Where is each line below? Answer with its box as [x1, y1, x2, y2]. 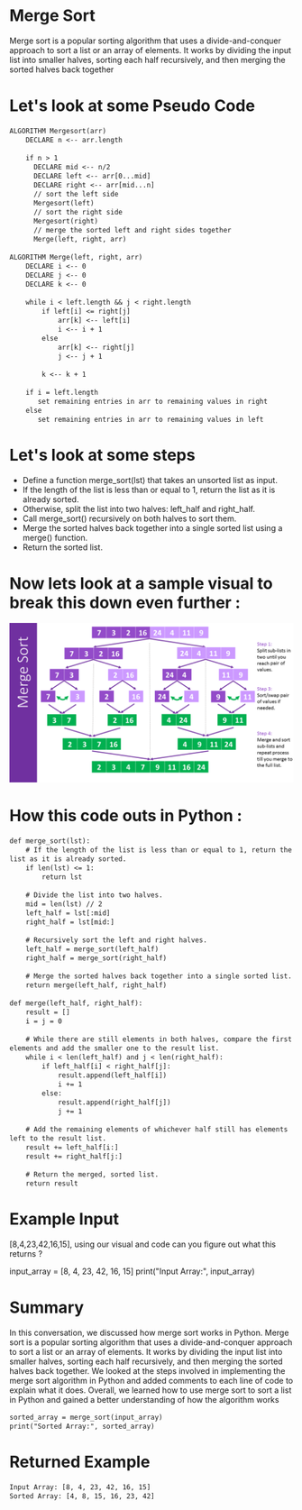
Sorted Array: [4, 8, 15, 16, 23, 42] [9, 1492, 155, 1501]
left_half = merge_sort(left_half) [25, 945, 160, 954]
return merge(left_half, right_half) [25, 981, 168, 990]
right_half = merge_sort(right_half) [25, 954, 168, 963]
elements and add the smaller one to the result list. [9, 1044, 220, 1053]
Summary [9, 1297, 84, 1318]
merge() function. [22, 532, 88, 543]
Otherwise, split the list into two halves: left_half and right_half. [22, 503, 255, 514]
